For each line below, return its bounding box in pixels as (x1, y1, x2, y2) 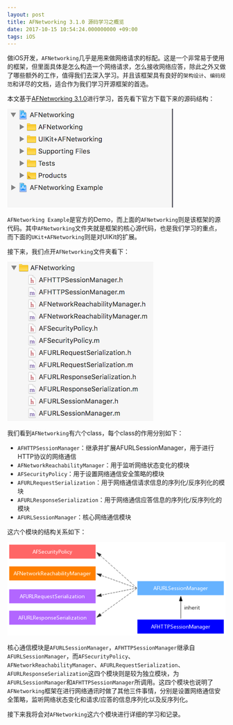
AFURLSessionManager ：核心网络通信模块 (17, 513, 132, 521)
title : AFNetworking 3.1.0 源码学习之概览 (7, 18, 125, 26)
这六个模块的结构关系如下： (7, 527, 87, 536)
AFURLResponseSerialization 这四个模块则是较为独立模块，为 (7, 669, 180, 677)
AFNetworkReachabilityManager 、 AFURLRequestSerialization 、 (7, 661, 184, 669)
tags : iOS (7, 33, 36, 40)
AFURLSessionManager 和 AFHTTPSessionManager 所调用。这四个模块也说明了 (7, 678, 214, 686)
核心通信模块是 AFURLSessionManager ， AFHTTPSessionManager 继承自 (7, 643, 196, 652)
